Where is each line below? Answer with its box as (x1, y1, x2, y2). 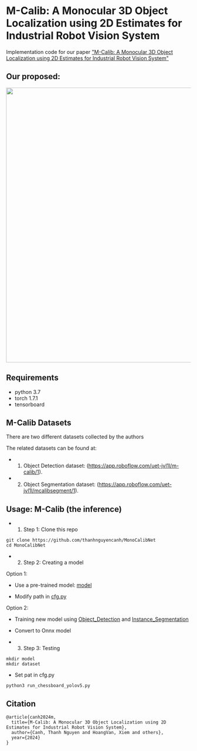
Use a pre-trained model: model (14, 582, 92, 589)
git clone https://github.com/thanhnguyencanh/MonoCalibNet (6, 538, 157, 543)
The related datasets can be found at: (6, 444, 97, 452)
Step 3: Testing (23, 645, 60, 652)
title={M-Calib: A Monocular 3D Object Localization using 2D (11, 719, 167, 725)
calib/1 (23, 468, 39, 475)
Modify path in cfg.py (14, 593, 67, 600)
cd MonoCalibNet (6, 542, 46, 549)
